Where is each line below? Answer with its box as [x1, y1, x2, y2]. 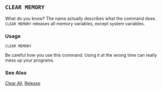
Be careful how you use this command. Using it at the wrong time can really [5, 52, 157, 58]
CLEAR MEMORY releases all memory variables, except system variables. [5, 20, 145, 26]
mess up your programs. [5, 58, 55, 63]
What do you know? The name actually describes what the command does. [5, 15, 157, 21]
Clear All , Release [5, 80, 40, 86]
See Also [5, 70, 27, 76]
